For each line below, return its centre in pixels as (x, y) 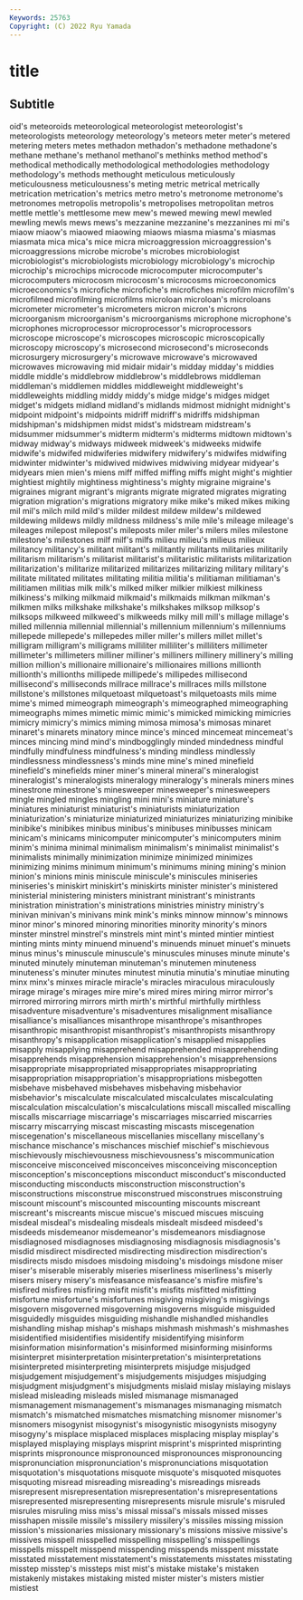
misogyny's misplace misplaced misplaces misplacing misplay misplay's (144, 1433)
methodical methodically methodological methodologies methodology (139, 165)
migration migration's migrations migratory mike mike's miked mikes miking (150, 501)
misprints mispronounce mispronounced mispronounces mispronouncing (146, 1452)
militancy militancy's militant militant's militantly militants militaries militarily (149, 549)
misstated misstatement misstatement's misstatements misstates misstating (151, 1558)
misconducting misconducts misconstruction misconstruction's (128, 1184)
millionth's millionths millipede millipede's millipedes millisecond (128, 674)
